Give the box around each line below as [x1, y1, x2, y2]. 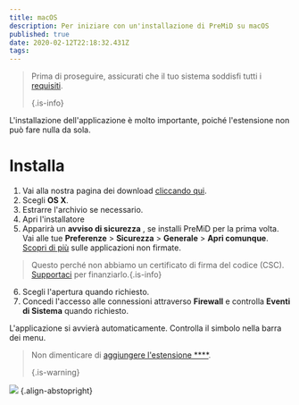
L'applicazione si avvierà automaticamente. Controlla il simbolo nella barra [9, 323, 282, 333]
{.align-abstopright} [20, 385, 94, 396]
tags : [9, 46, 29, 55]
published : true [9, 30, 70, 38]
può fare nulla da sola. [9, 124, 91, 135]
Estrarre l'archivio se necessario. [21, 205, 144, 215]
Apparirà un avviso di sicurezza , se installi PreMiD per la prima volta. [21, 224, 279, 234]
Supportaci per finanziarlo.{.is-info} [30, 269, 162, 280]
